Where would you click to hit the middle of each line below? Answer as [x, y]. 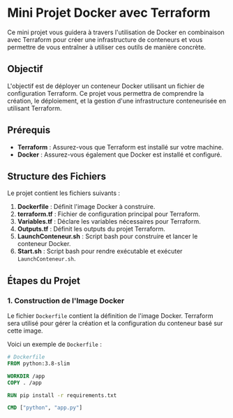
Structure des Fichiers [57, 176]
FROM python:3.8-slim [39, 363]
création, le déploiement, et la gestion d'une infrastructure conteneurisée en [117, 101]
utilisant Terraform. [35, 108]
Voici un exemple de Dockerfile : [55, 345]
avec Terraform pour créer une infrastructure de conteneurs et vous [105, 39]
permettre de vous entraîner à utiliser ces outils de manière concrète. [107, 47]
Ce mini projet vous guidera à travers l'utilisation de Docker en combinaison [116, 32]
